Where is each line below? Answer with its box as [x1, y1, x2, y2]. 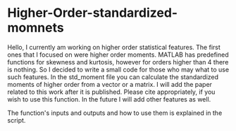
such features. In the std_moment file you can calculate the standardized [7, 72, 219, 81]
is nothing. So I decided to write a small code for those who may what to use [7, 65, 230, 74]
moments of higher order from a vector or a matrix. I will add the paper [7, 80, 213, 88]
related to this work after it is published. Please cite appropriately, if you [7, 88, 216, 96]
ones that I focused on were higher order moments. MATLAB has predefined [7, 50, 229, 59]
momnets [7, 20, 65, 36]
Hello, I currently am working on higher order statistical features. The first [7, 43, 221, 51]
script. [7, 116, 26, 124]
